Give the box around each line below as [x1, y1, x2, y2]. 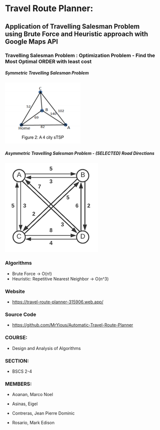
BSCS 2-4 [12, 368, 32, 374]
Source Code [5, 311, 36, 318]
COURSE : [5, 334, 28, 341]
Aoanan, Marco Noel [12, 392, 53, 397]
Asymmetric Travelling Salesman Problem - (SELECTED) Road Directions [5, 150, 155, 156]
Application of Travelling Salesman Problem [5, 22, 140, 31]
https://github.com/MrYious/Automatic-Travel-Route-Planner [12, 322, 133, 328]
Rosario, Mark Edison [12, 420, 55, 426]
